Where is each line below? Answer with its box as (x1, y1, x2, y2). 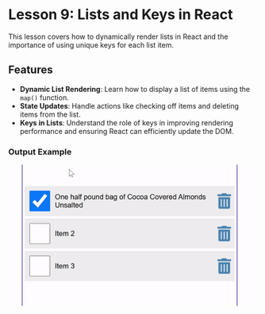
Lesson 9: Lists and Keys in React (8, 6, 233, 24)
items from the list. (19, 109, 81, 119)
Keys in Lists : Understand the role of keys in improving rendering (19, 117, 234, 128)
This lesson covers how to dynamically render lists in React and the (8, 32, 229, 41)
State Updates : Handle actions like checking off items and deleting (19, 101, 240, 110)
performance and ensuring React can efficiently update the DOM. (19, 126, 234, 136)
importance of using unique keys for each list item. (8, 40, 175, 49)
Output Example (8, 146, 72, 157)
